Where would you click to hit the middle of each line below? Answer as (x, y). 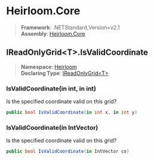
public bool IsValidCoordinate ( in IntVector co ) (68, 152)
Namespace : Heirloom (49, 67)
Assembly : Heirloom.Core (53, 33)
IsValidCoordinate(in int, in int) (51, 89)
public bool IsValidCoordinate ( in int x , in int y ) (72, 112)
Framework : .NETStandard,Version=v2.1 (70, 27)
